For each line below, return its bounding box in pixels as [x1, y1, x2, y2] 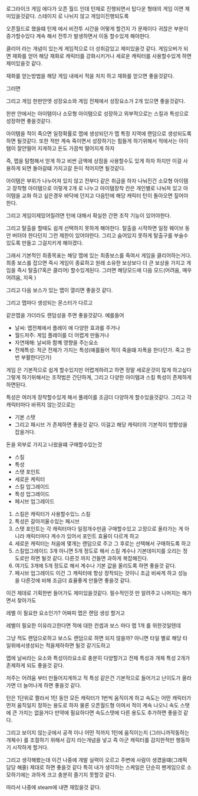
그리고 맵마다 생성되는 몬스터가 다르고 [6, 299, 93, 306]
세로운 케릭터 [14, 476, 45, 483]
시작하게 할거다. [12, 744, 49, 750]
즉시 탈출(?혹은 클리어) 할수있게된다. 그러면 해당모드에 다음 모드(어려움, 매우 [16, 267, 192, 274]
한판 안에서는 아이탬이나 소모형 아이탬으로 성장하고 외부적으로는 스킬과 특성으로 [6, 110, 189, 117]
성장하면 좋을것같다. [6, 118, 52, 124]
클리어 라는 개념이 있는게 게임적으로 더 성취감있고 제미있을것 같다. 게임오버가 [6, 45, 183, 52]
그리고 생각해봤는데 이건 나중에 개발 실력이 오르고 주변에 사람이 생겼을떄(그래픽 [6, 756, 187, 763]
